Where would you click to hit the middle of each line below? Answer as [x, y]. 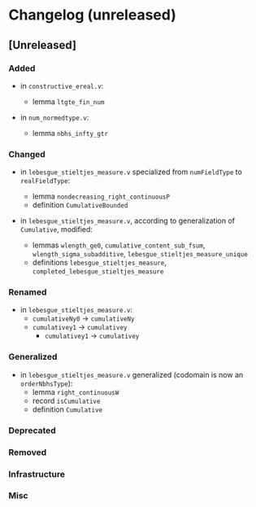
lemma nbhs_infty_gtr [70, 133]
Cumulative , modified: [56, 229]
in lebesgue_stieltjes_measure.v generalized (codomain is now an [132, 374]
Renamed [28, 292]
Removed [28, 452]
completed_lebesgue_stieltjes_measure [98, 272]
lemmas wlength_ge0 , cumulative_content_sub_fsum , [119, 245]
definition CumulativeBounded [80, 205]
